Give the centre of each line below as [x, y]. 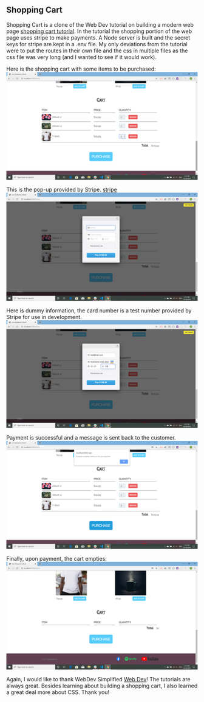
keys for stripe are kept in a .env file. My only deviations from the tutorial [97, 44]
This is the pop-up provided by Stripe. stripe [62, 190]
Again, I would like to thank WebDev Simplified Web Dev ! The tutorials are [98, 679]
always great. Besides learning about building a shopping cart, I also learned [102, 686]
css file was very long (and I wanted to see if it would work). [81, 57]
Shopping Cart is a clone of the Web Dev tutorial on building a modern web [100, 24]
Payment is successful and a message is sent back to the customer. [91, 438]
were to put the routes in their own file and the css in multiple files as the [97, 51]
